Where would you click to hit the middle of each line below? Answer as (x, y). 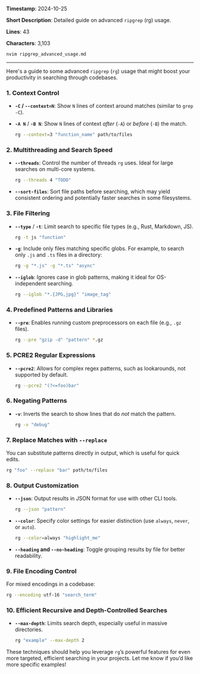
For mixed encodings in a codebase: (51, 584)
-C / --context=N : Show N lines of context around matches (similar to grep (104, 106)
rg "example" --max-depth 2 (49, 641)
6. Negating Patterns (37, 400)
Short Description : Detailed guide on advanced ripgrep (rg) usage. (89, 20)
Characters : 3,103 (28, 43)
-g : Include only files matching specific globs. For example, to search (99, 249)
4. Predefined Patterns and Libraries (60, 310)
